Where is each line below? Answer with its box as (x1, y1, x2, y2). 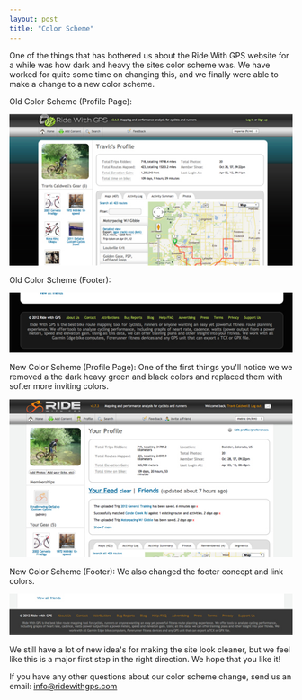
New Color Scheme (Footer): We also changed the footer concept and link (9, 566, 284, 577)
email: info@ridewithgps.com (9, 681, 118, 692)
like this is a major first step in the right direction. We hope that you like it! (9, 654, 281, 665)
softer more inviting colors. (9, 380, 110, 391)
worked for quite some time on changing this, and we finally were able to (9, 68, 279, 80)
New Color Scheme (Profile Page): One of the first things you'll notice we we (9, 361, 293, 372)
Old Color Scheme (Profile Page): (9, 95, 133, 107)
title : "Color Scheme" (9, 23, 94, 33)
